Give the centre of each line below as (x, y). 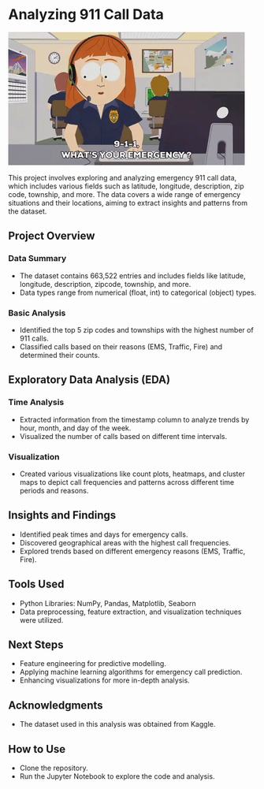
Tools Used (36, 584)
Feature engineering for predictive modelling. (93, 664)
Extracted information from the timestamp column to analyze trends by (134, 419)
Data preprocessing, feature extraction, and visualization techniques (130, 612)
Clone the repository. (54, 768)
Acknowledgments (56, 705)
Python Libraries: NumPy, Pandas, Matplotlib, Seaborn (108, 603)
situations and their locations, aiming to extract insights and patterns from (128, 203)
